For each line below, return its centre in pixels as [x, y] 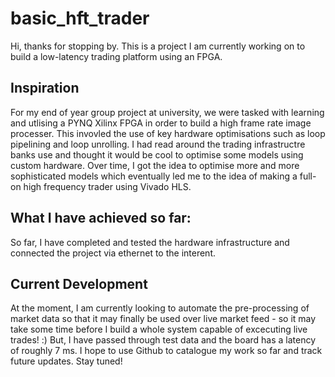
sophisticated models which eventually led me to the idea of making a [154, 176]
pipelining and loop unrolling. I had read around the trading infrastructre [158, 144]
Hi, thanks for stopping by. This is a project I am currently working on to [158, 46]
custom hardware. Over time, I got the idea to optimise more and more [155, 165]
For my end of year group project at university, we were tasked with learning [167, 112]
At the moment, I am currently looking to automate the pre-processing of [160, 308]
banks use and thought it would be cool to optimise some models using [157, 154]
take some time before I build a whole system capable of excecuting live [159, 329]
